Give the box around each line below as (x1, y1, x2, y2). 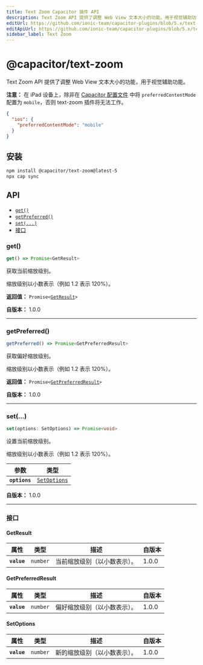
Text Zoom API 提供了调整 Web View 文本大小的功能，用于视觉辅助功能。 (6, 78, 189, 85)
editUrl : (6, 20, 28, 26)
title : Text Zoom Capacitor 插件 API (6, 8, 100, 15)
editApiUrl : (6, 25, 36, 32)
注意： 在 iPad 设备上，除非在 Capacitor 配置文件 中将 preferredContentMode (6, 91, 196, 99)
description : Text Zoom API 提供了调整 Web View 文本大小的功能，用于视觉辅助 (6, 15, 192, 21)
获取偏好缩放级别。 (6, 352, 54, 360)
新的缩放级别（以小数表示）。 (55, 648, 138, 657)
